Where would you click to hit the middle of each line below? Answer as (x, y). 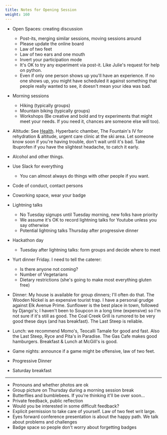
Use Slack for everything (38, 166)
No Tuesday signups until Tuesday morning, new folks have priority (89, 215)
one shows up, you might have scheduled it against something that (88, 81)
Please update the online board (52, 43)
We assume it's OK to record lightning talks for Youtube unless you (88, 219)
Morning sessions (31, 96)
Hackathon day (28, 240)
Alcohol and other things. (38, 156)
